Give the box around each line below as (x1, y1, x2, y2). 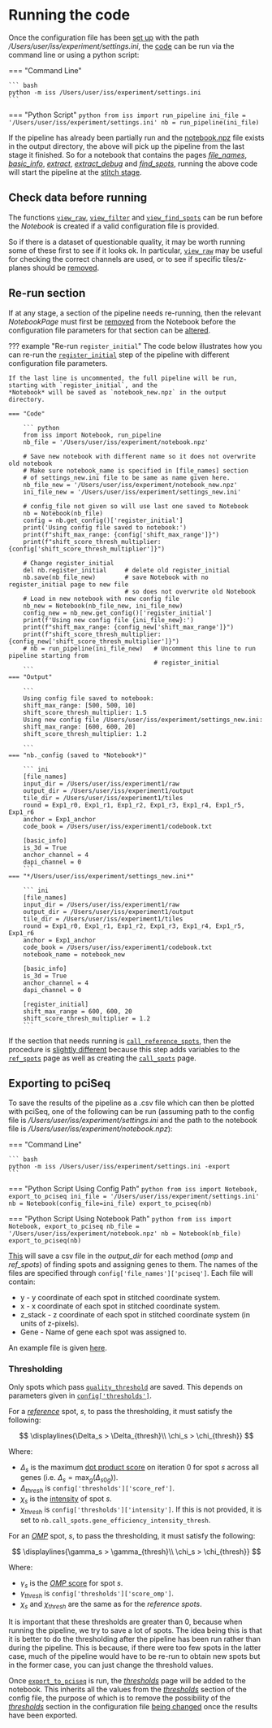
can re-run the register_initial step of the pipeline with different (8, 350, 230, 359)
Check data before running (8, 191, 148, 205)
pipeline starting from (8, 651, 89, 659)
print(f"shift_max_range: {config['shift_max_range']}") (23, 530, 220, 538)
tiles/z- (222, 254, 247, 263)
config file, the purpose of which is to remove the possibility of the (8, 1693, 231, 1703)
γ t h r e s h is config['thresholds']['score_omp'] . (19, 1588, 175, 1600)
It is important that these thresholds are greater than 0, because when (8, 1617, 243, 1627)
